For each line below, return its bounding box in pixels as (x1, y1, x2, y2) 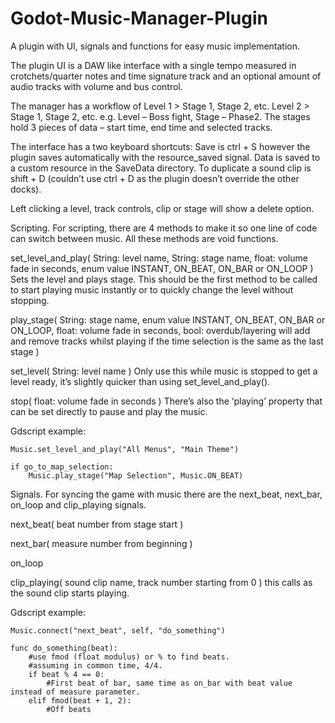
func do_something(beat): (10, 643, 118, 653)
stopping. (10, 294, 50, 306)
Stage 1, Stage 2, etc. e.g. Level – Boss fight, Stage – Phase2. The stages (10, 110, 311, 122)
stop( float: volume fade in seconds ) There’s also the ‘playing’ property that (10, 395, 323, 407)
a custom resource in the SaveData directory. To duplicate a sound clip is (10, 162, 312, 174)
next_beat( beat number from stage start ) (10, 518, 184, 530)
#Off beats (46, 704, 92, 714)
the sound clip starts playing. (10, 587, 130, 599)
